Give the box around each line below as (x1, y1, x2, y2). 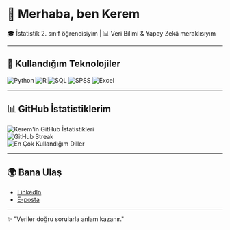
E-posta (16, 195, 40, 204)
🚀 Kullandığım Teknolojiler (7, 58, 121, 70)
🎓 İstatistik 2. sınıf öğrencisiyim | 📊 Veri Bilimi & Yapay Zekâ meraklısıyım (7, 29, 216, 37)
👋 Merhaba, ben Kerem (7, 6, 140, 22)
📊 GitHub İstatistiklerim (7, 103, 112, 115)
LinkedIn (16, 188, 42, 196)
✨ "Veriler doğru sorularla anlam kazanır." (7, 215, 125, 223)
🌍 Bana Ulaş (7, 166, 62, 178)
